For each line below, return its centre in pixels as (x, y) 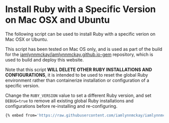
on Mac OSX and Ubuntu (58, 20)
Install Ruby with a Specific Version (80, 9)
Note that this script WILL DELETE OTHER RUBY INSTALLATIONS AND (79, 70)
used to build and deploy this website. (45, 59)
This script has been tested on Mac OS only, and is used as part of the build (84, 49)
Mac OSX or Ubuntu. (27, 39)
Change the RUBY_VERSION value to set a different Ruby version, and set (78, 95)
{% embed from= (21, 115)
